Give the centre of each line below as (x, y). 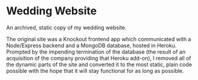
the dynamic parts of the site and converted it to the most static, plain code (99, 64)
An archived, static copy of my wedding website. (67, 27)
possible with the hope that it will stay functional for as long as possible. (95, 70)
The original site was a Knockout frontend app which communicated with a (99, 39)
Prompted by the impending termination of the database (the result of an (96, 51)
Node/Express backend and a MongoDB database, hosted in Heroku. (91, 45)
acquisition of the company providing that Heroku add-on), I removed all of (99, 58)
